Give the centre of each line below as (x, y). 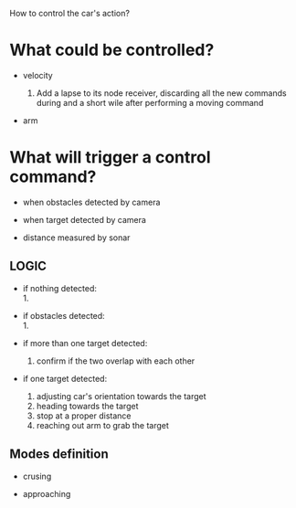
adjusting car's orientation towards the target (122, 396)
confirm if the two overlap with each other (116, 361)
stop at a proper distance (84, 416)
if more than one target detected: (85, 343)
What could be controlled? (112, 50)
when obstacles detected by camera (91, 202)
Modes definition (59, 455)
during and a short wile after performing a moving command (150, 102)
